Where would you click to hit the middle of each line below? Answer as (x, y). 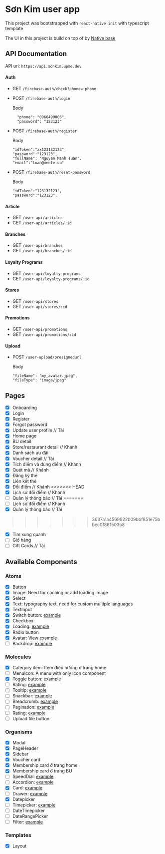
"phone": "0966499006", (42, 117)
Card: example (27, 788)
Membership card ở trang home (45, 765)
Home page (24, 436)
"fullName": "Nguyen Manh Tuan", (47, 158)
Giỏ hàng (22, 540)
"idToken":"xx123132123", (39, 149)
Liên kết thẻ (24, 481)
